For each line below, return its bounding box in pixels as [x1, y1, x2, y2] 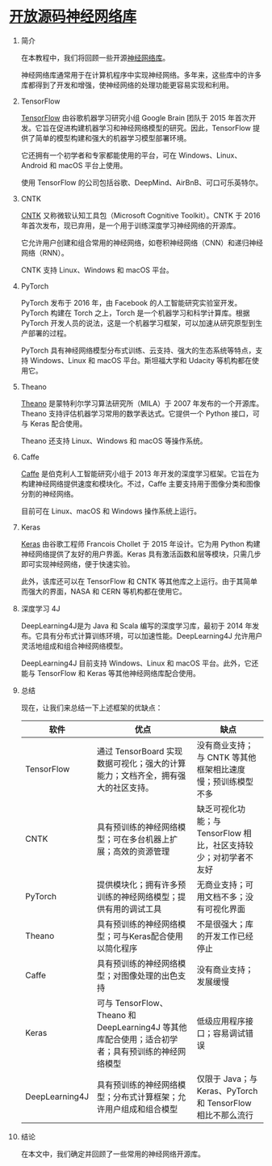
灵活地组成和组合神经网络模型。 [20, 640, 128, 651]
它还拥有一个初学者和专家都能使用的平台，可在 [20, 150, 177, 160]
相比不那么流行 [196, 1109, 253, 1121]
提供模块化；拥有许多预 [96, 879, 186, 890]
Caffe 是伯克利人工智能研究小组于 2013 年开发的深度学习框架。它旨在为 [20, 468, 259, 478]
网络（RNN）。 [20, 247, 69, 257]
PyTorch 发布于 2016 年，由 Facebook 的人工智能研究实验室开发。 [20, 298, 242, 307]
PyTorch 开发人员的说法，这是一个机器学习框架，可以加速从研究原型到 [20, 318, 256, 327]
